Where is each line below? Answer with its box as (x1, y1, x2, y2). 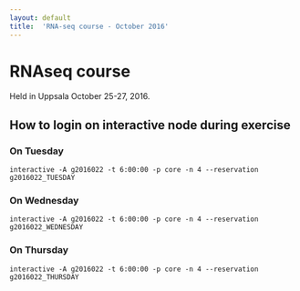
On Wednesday (9, 195, 79, 207)
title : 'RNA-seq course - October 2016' (9, 22, 170, 31)
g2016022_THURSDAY (9, 272, 79, 282)
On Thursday (9, 244, 69, 256)
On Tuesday (9, 145, 64, 157)
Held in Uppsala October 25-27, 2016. (9, 91, 150, 102)
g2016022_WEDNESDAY (9, 223, 84, 232)
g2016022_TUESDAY (9, 174, 76, 183)
